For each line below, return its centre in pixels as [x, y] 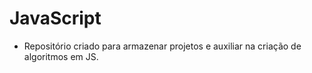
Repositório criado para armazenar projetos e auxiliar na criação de [162, 46]
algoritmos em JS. [61, 56]
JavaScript [55, 18]
